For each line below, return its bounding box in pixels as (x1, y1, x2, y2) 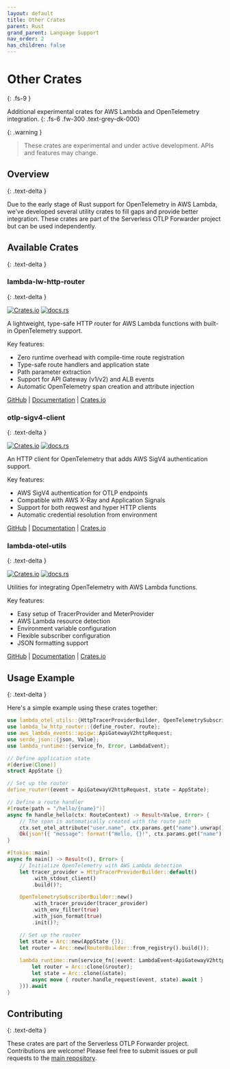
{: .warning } (7, 128, 42, 136)
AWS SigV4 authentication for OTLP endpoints (16, 489, 149, 497)
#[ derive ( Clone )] (7, 761, 57, 768)
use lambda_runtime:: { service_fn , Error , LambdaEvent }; (7, 742, 170, 749)
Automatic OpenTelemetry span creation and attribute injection (16, 382, 194, 390)
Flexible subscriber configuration (16, 632, 111, 640)
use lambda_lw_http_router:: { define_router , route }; (7, 723, 161, 731)
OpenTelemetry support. (13, 327, 83, 335)
